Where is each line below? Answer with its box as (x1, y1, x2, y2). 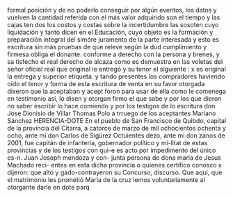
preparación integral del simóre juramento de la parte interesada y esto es (7, 35, 219, 44)
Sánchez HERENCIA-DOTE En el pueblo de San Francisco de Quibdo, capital (7, 117, 227, 124)
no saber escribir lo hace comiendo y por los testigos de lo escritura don (7, 102, 216, 110)
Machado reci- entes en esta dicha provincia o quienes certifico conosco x (7, 161, 223, 169)
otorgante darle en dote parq (7, 183, 90, 191)
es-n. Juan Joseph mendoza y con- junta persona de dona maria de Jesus (7, 154, 221, 162)
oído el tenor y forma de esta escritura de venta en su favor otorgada (7, 80, 205, 88)
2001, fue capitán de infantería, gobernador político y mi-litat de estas (7, 139, 208, 147)
